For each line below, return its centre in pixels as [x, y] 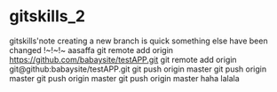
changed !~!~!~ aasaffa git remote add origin [91, 50]
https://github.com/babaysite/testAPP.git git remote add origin [123, 59]
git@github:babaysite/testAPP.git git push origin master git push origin [138, 69]
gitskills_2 [47, 16]
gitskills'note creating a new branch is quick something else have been [138, 41]
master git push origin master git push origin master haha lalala [124, 78]
